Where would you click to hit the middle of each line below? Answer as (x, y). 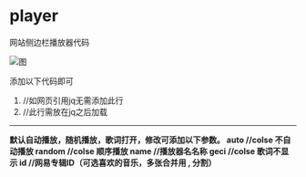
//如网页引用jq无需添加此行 (73, 100)
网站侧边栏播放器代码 (49, 42)
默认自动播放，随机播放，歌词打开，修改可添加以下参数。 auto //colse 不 (147, 140)
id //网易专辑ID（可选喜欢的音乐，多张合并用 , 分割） (118, 162)
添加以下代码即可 (41, 81)
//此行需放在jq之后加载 (65, 111)
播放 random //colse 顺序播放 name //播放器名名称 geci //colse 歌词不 (149, 151)
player (34, 16)
